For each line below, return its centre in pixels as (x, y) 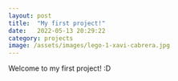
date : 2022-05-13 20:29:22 (57, 30)
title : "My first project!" (57, 23)
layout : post (30, 16)
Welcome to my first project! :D (60, 68)
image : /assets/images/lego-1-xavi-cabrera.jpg (89, 46)
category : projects (41, 38)
